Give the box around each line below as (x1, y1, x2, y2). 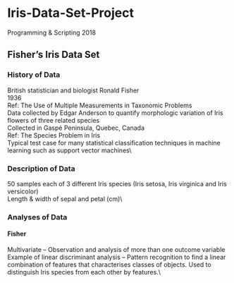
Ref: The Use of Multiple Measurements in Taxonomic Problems (7, 101, 192, 109)
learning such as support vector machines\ (7, 146, 132, 155)
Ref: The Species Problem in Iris (7, 131, 101, 139)
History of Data (7, 70, 61, 80)
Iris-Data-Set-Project (7, 5, 134, 21)
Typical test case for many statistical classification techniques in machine (7, 138, 221, 147)
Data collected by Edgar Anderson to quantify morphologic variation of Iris (7, 108, 223, 117)
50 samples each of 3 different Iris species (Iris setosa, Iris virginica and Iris (7, 179, 227, 188)
